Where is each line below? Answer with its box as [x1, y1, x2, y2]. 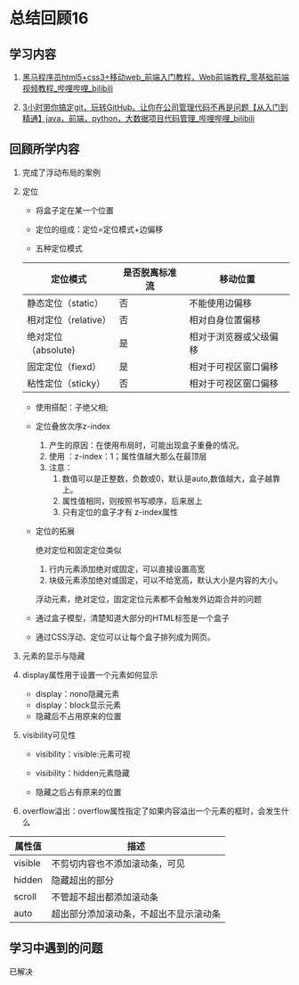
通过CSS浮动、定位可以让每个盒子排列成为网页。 [35, 631, 215, 642]
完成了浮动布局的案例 [21, 167, 101, 178]
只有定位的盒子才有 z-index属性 [61, 506, 179, 517]
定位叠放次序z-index [35, 420, 111, 431]
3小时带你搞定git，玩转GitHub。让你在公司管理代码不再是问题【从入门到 [21, 102, 288, 112]
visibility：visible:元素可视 [35, 749, 131, 759]
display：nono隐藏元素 [35, 688, 120, 699]
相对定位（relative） [26, 313, 111, 326]
